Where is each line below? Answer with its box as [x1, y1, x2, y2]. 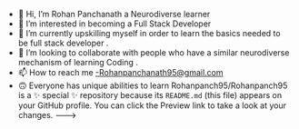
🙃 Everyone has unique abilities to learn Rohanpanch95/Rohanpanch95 [17, 80, 288, 91]
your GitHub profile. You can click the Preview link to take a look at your [17, 100, 286, 111]
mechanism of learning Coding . [17, 57, 139, 67]
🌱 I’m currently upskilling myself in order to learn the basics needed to [17, 28, 281, 38]
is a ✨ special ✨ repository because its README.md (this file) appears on [17, 90, 283, 100]
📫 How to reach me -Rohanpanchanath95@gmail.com [17, 67, 224, 77]
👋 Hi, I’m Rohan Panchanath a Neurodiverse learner [17, 9, 211, 19]
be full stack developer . [17, 37, 109, 48]
